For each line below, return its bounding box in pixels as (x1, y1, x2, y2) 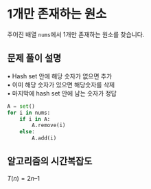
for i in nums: (7, 109, 51, 116)
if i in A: (19, 115, 51, 122)
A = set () (7, 102, 36, 110)
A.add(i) (32, 135, 57, 142)
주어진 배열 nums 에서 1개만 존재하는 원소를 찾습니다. (7, 30, 145, 38)
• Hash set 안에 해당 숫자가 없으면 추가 (7, 71, 113, 80)
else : (19, 129, 36, 135)
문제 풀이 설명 (7, 52, 62, 64)
